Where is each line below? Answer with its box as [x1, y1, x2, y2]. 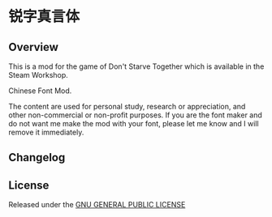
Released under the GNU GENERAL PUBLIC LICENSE [8, 200, 186, 210]
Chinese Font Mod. [8, 86, 72, 96]
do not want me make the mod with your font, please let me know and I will [8, 119, 259, 128]
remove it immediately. [8, 127, 84, 137]
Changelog [8, 151, 66, 164]
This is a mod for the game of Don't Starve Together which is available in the [8, 62, 265, 71]
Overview [8, 40, 59, 53]
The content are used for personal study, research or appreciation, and [8, 102, 246, 111]
